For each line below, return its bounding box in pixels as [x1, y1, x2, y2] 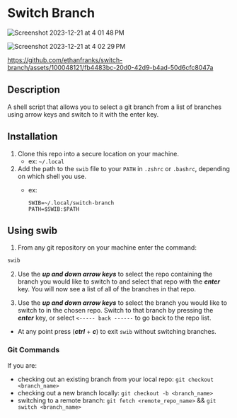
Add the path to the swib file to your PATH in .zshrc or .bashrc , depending [17, 164, 230, 173]
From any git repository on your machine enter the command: [17, 243, 197, 252]
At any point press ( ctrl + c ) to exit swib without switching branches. [17, 327, 217, 336]
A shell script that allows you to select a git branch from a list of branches [7, 103, 221, 111]
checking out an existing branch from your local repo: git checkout [17, 375, 214, 383]
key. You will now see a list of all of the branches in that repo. [17, 285, 197, 294]
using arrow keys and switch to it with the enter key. [7, 110, 159, 118]
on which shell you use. [17, 172, 87, 180]
